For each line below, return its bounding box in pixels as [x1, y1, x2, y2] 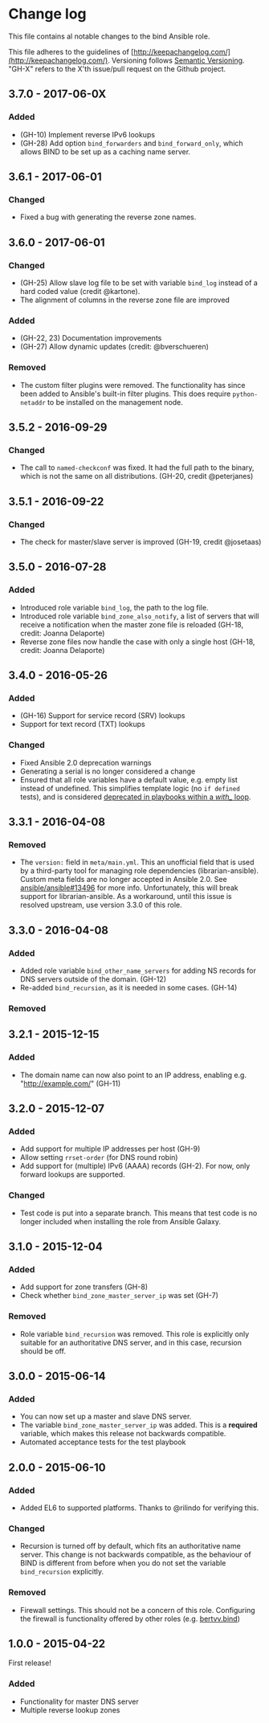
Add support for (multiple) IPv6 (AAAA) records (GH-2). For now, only [19, 1162, 251, 1171]
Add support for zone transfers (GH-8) [19, 1282, 149, 1292]
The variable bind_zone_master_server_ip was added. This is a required [19, 1420, 259, 1430]
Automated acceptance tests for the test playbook [19, 1437, 186, 1447]
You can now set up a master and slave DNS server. [19, 1411, 192, 1422]
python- [232, 390, 259, 398]
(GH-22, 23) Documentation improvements [19, 333, 162, 343]
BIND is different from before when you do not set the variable [19, 1558, 226, 1568]
